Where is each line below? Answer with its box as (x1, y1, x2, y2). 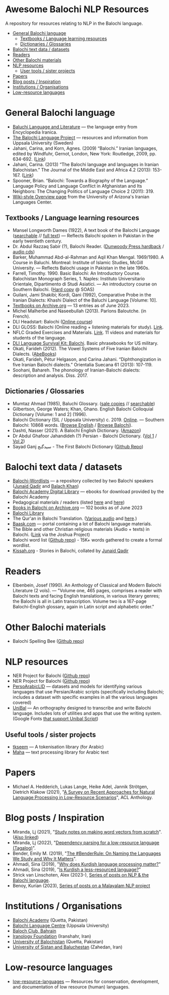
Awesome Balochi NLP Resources (5, 4, 149, 15)
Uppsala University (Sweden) (12, 140, 74, 146)
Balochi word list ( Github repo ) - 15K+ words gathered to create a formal (12, 537, 162, 543)
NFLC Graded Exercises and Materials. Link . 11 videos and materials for (12, 329, 160, 335)
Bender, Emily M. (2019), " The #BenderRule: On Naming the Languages (12, 850, 161, 856)
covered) (12, 699, 32, 706)
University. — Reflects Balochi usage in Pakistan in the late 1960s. (12, 265, 150, 271)
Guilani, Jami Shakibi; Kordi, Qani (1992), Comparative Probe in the (12, 292, 151, 298)
